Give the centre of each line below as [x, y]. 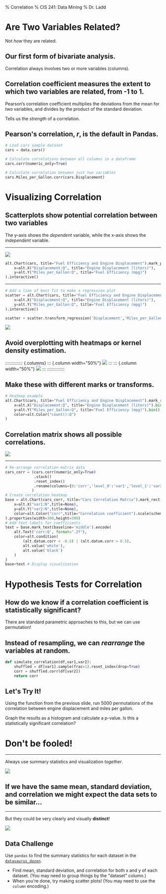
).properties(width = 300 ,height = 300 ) [43, 518]
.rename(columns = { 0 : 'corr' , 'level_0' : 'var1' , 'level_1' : [93, 486]
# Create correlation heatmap [36, 495]
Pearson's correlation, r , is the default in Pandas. [82, 134]
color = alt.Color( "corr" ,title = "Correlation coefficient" [74, 513]
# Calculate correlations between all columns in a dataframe [70, 159]
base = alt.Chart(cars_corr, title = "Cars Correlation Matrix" [70, 500]
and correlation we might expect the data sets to [81, 794]
